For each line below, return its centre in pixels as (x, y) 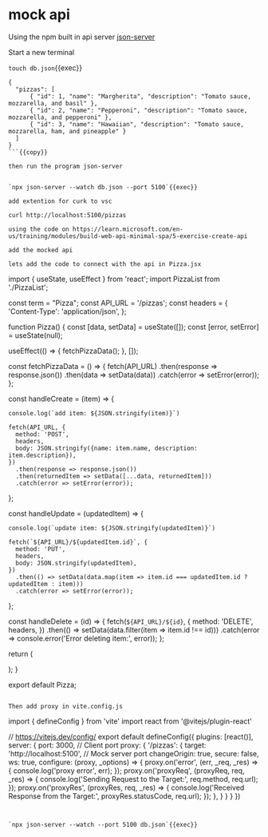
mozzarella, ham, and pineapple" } (67, 131)
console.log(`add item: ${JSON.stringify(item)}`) (94, 413)
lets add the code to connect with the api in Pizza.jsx (105, 264)
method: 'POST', (42, 434)
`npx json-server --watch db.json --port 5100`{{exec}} (103, 187)
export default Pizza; (43, 684)
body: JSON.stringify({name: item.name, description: (106, 448)
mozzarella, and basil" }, (53, 103)
